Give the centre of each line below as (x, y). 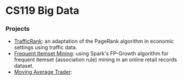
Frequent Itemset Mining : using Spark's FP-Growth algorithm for (91, 54)
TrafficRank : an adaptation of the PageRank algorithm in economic (94, 41)
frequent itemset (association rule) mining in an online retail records (95, 60)
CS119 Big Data (42, 11)
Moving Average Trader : (43, 72)
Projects (18, 29)
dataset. (24, 66)
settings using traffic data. (45, 47)
